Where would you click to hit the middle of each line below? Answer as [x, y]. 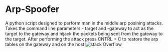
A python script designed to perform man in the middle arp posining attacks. [84, 23]
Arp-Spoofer [32, 9]
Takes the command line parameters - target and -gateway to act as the [79, 28]
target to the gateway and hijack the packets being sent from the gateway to [84, 33]
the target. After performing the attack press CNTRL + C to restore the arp [82, 39]
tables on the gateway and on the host [45, 44]
